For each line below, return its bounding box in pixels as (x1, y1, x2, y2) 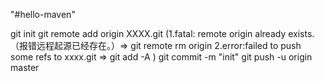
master (10, 62, 40, 73)
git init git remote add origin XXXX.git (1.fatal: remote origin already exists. (10, 28, 315, 39)
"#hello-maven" (10, 9, 76, 20)
